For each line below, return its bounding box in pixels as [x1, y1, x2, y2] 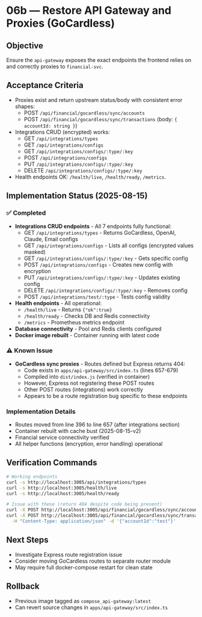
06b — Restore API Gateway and [6, 4, 171, 17]
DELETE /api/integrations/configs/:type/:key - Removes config [23, 286, 188, 294]
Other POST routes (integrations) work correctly [23, 385, 143, 393]
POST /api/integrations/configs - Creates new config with [23, 261, 173, 268]
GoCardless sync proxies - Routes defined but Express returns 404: [14, 360, 185, 367]
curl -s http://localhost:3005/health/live [6, 485, 117, 491]
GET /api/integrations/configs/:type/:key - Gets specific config [23, 255, 188, 262]
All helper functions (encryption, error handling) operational [14, 440, 163, 448]
